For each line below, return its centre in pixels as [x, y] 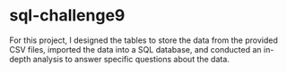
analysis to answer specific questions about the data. [131, 59]
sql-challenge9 [67, 16]
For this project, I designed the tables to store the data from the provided [143, 40]
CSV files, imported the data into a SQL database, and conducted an [135, 49]
